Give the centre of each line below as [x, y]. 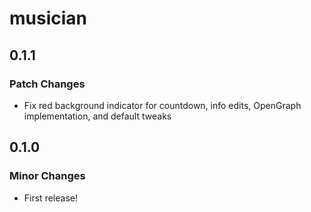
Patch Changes [47, 84]
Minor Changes [47, 176]
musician [48, 18]
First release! [50, 198]
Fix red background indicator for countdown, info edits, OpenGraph [162, 105]
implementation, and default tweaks [97, 116]
